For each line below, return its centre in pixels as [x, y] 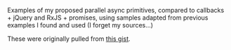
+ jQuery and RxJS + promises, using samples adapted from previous [108, 18]
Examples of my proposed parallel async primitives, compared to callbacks [116, 10]
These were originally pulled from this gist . [69, 39]
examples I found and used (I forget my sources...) [80, 25]
